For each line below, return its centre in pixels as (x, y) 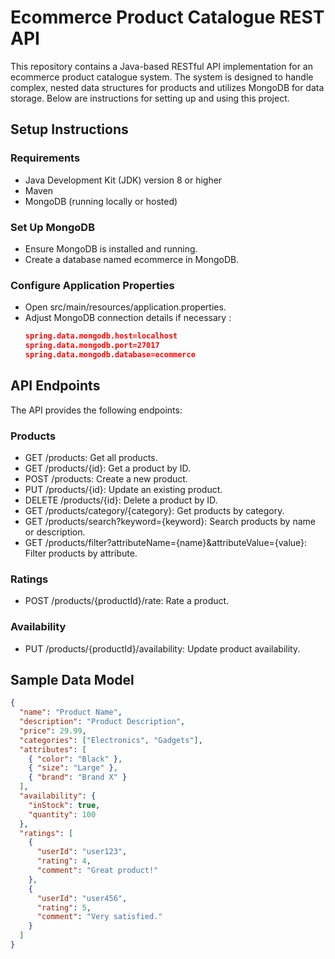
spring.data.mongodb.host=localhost (101, 336)
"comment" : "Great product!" (97, 871)
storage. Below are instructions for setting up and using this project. (150, 98)
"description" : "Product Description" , (102, 722)
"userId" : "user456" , (82, 898)
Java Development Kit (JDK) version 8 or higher (123, 180)
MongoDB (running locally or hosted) (101, 201)
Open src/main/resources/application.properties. (125, 307)
